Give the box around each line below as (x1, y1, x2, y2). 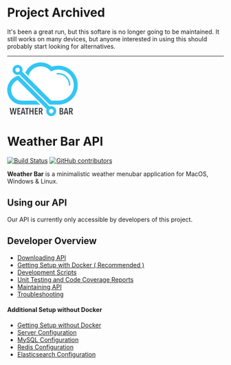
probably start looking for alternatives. (7, 42, 115, 50)
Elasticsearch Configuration (16, 350, 96, 358)
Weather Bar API (7, 134, 104, 149)
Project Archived (7, 5, 105, 21)
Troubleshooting (16, 290, 64, 298)
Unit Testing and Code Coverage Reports (16, 275, 134, 283)
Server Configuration (16, 328, 77, 336)
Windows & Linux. (7, 177, 58, 185)
